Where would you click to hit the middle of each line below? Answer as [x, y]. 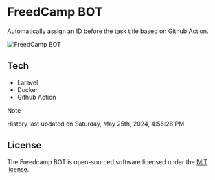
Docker [27, 89]
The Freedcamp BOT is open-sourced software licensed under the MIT [107, 161]
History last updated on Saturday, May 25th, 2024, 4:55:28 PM [96, 124]
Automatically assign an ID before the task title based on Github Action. [108, 31]
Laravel [27, 82]
